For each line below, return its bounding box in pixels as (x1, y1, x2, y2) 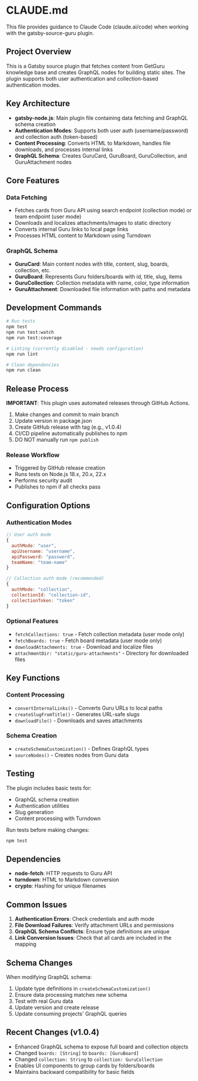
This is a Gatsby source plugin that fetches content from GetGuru (6, 62, 165, 69)
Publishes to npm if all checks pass (14, 483, 101, 490)
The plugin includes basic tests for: (6, 784, 92, 792)
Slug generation (14, 808, 54, 815)
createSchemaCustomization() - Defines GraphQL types (14, 745, 149, 752)
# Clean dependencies (6, 362, 60, 368)
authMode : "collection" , (11, 586, 73, 593)
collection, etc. (14, 266, 51, 273)
